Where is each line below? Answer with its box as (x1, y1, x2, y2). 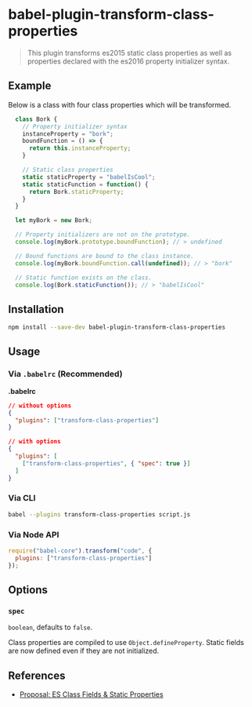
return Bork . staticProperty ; (28, 188, 124, 195)
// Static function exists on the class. (15, 273, 153, 282)
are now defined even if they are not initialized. (8, 646, 160, 656)
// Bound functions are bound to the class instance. (15, 252, 194, 260)
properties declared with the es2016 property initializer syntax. (27, 56, 230, 66)
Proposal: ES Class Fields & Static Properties (19, 690, 164, 699)
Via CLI (8, 493, 36, 504)
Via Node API (8, 529, 59, 540)
